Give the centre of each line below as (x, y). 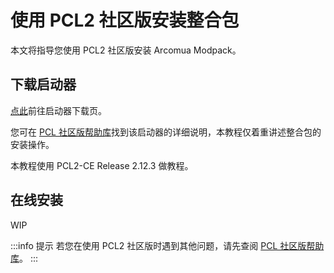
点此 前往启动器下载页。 (58, 110)
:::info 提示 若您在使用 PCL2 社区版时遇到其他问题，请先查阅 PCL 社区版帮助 (167, 245)
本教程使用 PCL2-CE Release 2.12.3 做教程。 (102, 165)
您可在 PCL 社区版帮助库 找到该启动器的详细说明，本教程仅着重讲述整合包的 (166, 132)
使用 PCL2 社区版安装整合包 (125, 20)
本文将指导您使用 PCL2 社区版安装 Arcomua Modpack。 (126, 50)
